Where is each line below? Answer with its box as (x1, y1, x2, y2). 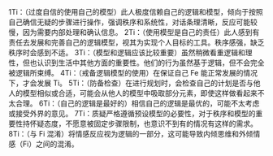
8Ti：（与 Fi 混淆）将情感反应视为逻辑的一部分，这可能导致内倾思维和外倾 (8, 129, 253, 138)
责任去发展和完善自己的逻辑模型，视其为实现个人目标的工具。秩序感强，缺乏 (8, 37, 265, 47)
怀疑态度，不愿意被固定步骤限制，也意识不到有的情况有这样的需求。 (29, 119, 258, 128)
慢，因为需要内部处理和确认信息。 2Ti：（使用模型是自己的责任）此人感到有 (8, 28, 260, 37)
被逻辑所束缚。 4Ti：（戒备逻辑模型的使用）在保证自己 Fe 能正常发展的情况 (8, 68, 258, 77)
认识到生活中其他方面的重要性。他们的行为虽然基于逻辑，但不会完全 (36, 58, 265, 67)
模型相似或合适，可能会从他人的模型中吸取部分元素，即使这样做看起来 (22, 89, 258, 97)
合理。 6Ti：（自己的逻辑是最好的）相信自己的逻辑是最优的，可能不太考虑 (15, 98, 260, 108)
